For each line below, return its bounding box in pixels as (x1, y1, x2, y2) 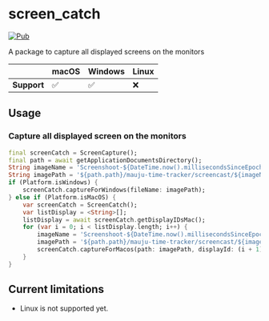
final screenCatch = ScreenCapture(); (8, 149, 138, 157)
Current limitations (8, 283, 104, 296)
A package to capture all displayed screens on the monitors (8, 46, 205, 56)
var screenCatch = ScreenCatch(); (22, 201, 138, 209)
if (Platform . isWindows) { (8, 179, 98, 187)
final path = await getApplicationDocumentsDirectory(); (8, 156, 203, 164)
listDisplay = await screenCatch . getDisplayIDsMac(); (22, 215, 206, 224)
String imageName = (8, 163, 74, 172)
